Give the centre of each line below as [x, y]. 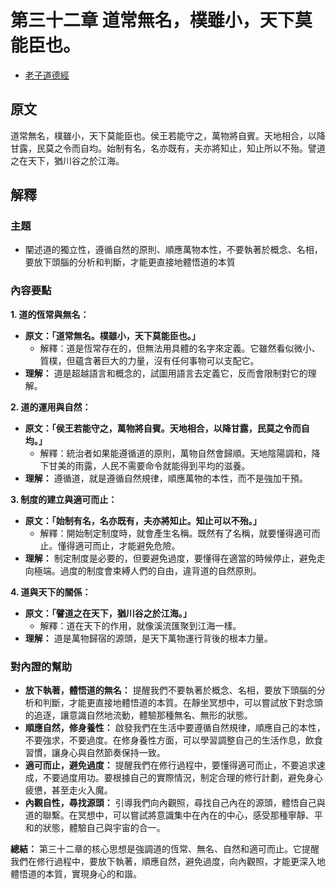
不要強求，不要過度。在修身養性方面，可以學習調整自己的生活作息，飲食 [173, 740]
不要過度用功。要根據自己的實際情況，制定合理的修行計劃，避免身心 [182, 778]
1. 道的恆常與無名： [50, 314]
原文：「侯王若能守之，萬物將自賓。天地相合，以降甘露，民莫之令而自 [167, 428]
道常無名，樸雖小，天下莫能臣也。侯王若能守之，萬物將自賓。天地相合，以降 [168, 135]
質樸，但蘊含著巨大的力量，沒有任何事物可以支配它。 [149, 360]
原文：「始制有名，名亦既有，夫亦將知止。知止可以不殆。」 [143, 520]
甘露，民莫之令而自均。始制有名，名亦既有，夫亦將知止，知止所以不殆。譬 [163, 148]
